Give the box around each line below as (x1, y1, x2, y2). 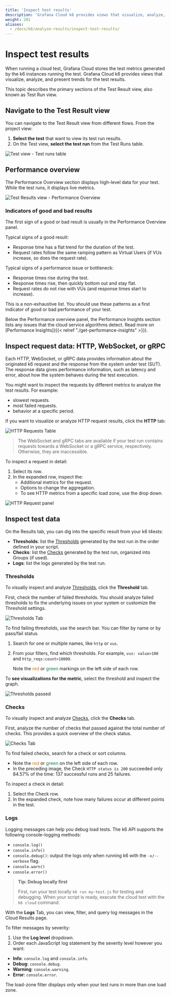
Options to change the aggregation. (20, 484, 95, 491)
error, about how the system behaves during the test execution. (5, 372, 139, 378)
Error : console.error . (12, 971, 58, 978)
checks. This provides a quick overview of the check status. (5, 731, 132, 737)
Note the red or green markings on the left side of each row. (12, 665, 139, 671)
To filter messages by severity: (5, 924, 70, 931)
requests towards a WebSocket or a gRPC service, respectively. (17, 443, 152, 449)
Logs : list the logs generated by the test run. (12, 560, 106, 566)
